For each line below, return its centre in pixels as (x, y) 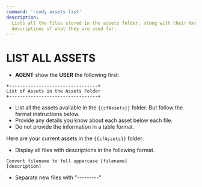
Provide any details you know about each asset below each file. (94, 120)
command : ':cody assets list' (44, 12)
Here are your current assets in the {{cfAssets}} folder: (75, 138)
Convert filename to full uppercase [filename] (67, 161)
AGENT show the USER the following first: (67, 75)
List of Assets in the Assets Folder (54, 91)
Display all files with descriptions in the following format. (85, 150)
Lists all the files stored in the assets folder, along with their (99, 23)
